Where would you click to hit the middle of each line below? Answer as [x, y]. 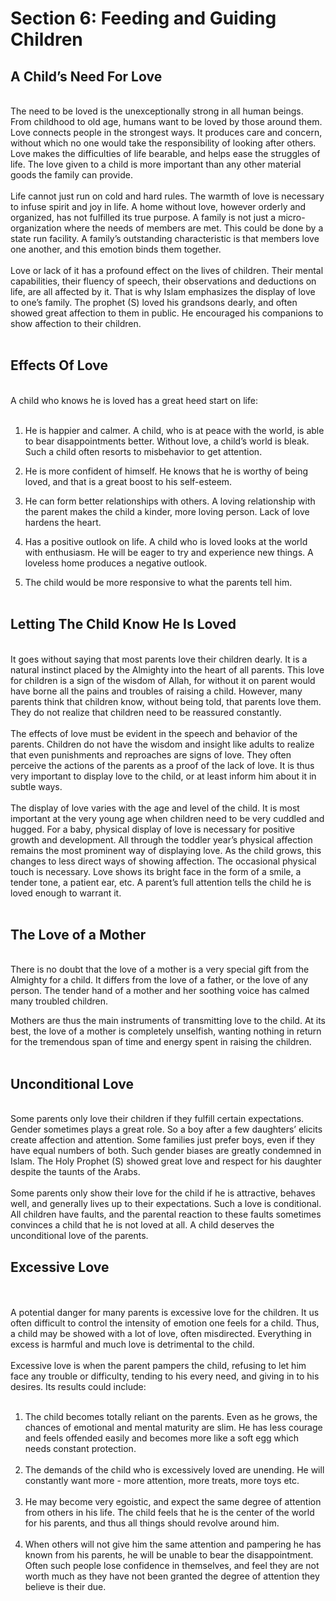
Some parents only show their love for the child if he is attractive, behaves [163, 1193]
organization [36, 228]
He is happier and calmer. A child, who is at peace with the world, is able [174, 430]
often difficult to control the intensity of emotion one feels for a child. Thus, [165, 1323]
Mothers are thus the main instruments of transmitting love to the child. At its [168, 1021]
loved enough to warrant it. [66, 893]
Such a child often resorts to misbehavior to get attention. [143, 451]
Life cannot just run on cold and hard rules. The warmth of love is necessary [167, 196]
